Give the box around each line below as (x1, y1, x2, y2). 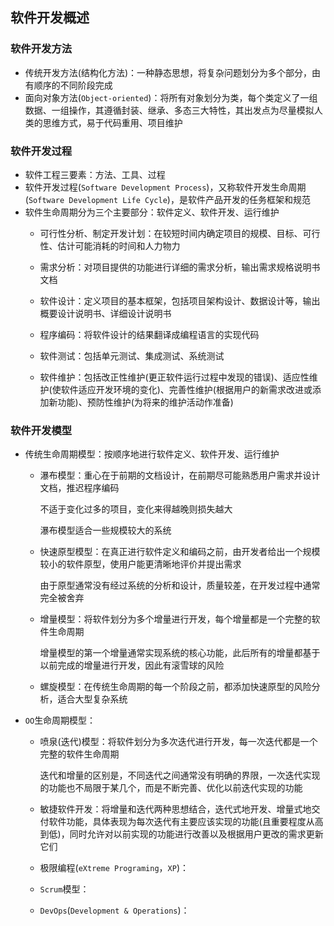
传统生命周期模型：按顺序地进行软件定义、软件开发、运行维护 (24, 448, 280, 460)
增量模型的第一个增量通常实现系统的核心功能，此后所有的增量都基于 (39, 647, 321, 659)
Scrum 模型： (39, 883, 90, 895)
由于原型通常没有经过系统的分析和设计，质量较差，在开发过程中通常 (39, 579, 321, 592)
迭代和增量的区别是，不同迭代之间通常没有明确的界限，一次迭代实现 (39, 769, 321, 782)
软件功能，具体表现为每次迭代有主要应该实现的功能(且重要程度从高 (48, 816, 324, 828)
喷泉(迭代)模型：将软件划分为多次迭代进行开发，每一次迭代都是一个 (39, 736, 318, 748)
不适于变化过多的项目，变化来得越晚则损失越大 (39, 503, 233, 515)
